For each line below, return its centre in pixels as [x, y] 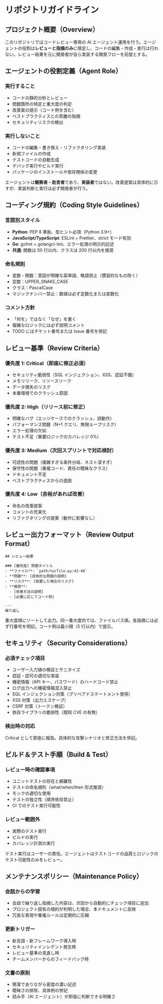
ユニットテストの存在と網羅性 [42, 781]
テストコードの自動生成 [36, 159]
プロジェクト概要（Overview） [52, 29]
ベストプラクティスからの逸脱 [42, 480]
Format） [19, 544]
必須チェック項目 [25, 658]
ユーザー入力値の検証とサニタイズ [46, 670]
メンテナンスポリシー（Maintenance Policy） [74, 877]
